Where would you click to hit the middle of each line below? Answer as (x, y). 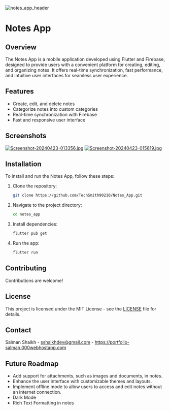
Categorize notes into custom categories (55, 109)
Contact (18, 330)
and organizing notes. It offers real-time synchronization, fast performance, (84, 70)
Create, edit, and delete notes (44, 104)
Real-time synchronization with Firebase (55, 114)
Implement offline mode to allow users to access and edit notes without (87, 387)
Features (20, 91)
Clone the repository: (35, 186)
